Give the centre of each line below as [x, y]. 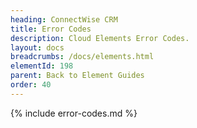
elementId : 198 [42, 66]
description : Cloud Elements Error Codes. [100, 38]
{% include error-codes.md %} [74, 113]
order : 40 [31, 85]
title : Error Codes [51, 29]
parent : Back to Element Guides [77, 76]
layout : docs [37, 47]
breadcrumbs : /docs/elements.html [82, 57]
